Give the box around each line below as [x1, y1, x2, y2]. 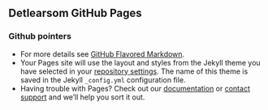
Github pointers [8, 31, 71, 42]
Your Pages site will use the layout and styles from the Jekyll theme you [19, 57, 262, 67]
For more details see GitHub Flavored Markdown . [19, 49, 185, 59]
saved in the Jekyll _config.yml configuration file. [19, 74, 186, 84]
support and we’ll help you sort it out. [19, 92, 145, 102]
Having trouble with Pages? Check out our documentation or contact [19, 83, 250, 93]
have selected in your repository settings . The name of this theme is [19, 66, 249, 76]
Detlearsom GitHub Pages [8, 6, 142, 20]
